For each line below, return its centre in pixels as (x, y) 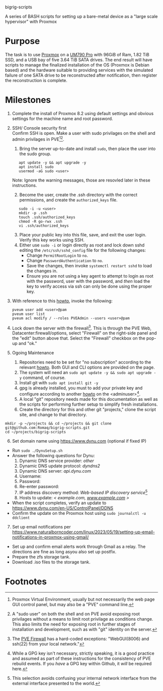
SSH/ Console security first (39, 128)
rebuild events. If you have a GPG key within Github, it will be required (82, 664)
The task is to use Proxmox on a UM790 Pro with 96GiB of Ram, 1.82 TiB (77, 54)
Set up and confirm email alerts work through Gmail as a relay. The (79, 546)
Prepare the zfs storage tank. (41, 557)
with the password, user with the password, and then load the (88, 281)
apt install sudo (36, 167)
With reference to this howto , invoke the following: (62, 301)
